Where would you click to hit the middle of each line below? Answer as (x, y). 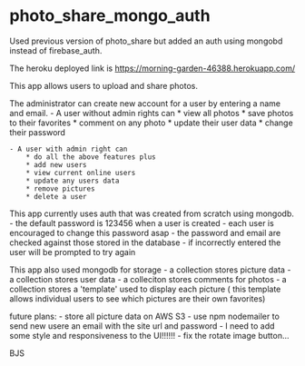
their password (38, 132)
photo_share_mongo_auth (110, 16)
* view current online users (81, 173)
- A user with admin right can (69, 149)
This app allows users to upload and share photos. (103, 85)
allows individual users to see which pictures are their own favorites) (138, 298)
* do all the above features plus (91, 157)
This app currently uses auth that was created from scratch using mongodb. (152, 213)
